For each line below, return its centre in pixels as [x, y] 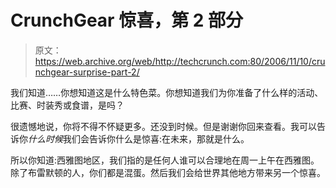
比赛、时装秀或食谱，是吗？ [67, 105]
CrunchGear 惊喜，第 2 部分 [127, 20]
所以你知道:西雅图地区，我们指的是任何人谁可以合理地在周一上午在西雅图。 [165, 160]
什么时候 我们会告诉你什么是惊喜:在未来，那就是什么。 [139, 138]
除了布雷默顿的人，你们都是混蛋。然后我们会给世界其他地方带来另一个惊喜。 [168, 172]
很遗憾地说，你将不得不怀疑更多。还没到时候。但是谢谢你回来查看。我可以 [163, 126]
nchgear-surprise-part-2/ [87, 72]
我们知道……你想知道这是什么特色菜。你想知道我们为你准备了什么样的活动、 [167, 92]
